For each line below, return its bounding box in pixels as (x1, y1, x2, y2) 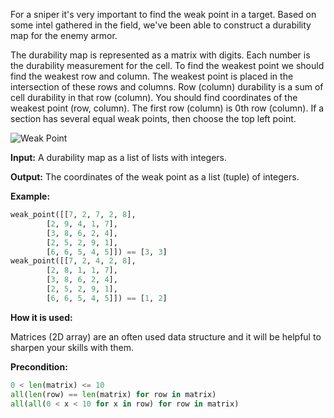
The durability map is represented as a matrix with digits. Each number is (10, 49, 311, 61)
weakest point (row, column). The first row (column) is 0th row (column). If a (10, 102, 325, 114)
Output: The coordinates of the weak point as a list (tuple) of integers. (10, 171, 300, 183)
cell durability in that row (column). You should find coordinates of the (10, 92, 298, 103)
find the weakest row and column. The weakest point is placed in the (10, 70, 294, 82)
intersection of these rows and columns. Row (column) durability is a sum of (10, 81, 324, 93)
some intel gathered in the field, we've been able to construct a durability (10, 19, 312, 31)
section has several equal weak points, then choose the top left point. (10, 113, 297, 124)
